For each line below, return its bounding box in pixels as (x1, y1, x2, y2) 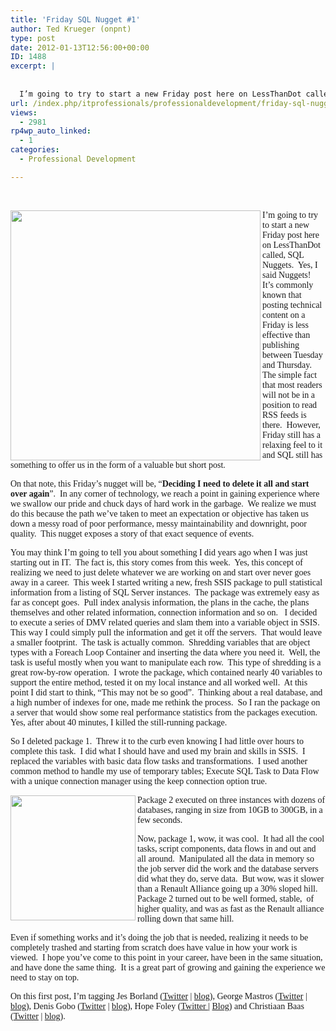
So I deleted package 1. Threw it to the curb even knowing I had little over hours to (10, 736, 304, 746)
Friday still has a (262, 429, 321, 440)
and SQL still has (262, 449, 323, 460)
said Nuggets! (262, 269, 312, 280)
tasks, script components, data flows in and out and (137, 843, 317, 854)
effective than (262, 329, 311, 340)
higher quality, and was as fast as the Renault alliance (137, 903, 325, 914)
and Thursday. (262, 359, 312, 370)
